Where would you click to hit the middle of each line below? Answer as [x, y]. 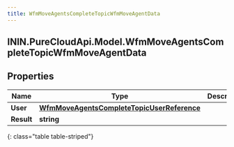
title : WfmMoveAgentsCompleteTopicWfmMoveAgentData [84, 14]
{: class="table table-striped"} [50, 136]
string [49, 119]
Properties [31, 76]
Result [22, 119]
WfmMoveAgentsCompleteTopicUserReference [120, 107]
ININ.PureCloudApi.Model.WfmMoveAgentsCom [116, 42]
